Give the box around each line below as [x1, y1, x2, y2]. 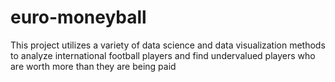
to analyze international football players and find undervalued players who [10, 49, 316, 61]
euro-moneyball [10, 6, 147, 29]
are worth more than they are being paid [10, 60, 177, 72]
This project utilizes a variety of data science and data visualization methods [10, 39, 326, 51]
